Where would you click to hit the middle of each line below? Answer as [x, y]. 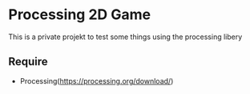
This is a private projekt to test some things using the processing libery [125, 37]
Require [28, 62]
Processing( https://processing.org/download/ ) [97, 80]
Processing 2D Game [79, 15]
